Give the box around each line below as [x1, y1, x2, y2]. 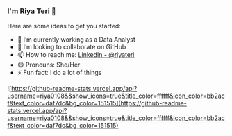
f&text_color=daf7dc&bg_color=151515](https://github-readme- [7, 99, 188, 108]
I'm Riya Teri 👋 [7, 6, 57, 16]
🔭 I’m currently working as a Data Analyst [17, 35, 135, 44]
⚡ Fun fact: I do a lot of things [17, 69, 102, 77]
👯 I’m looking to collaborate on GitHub [17, 43, 126, 51]
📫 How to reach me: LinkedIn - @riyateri [17, 51, 135, 59]
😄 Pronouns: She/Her [17, 60, 81, 69]
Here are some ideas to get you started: [7, 22, 122, 31]
